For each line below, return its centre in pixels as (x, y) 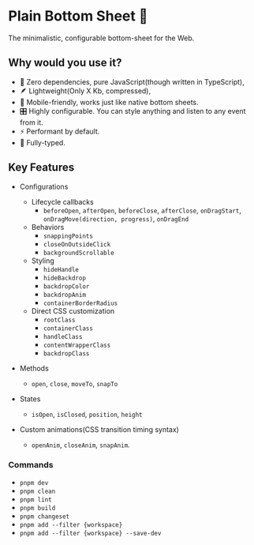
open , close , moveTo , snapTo (75, 383)
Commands (31, 465)
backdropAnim (65, 295)
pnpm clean (37, 491)
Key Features (41, 168)
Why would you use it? (65, 63)
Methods (34, 368)
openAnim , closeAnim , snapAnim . (80, 445)
